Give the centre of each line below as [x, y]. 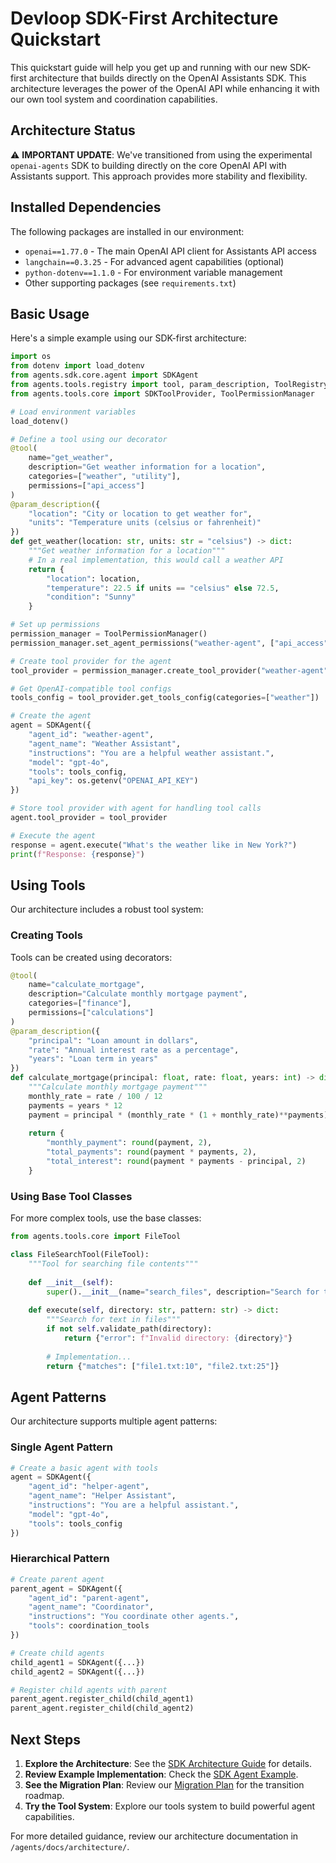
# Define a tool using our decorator [89, 439]
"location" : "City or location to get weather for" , [140, 513]
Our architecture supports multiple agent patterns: [114, 1421]
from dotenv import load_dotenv [77, 366]
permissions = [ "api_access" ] [86, 485]
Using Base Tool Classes [71, 1196]
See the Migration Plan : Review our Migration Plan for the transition [164, 1785]
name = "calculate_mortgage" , [86, 985]
